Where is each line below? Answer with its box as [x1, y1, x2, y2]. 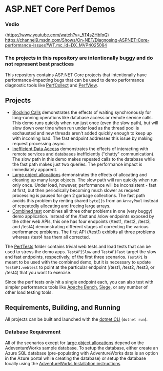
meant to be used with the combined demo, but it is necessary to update [5, 259, 151, 265]
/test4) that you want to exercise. [5, 269, 72, 275]
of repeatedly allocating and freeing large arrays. [12, 203, 111, 209]
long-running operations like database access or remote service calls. [12, 114, 153, 120]
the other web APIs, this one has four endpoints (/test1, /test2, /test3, [12, 218, 151, 224]
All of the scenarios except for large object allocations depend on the [5, 340, 144, 346]
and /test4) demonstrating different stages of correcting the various [12, 223, 149, 229]
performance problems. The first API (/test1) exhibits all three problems [12, 229, 155, 235]
